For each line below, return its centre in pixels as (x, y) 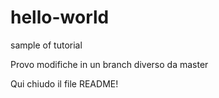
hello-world (60, 17)
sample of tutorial (46, 45)
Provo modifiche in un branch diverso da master (109, 64)
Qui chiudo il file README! (64, 83)
